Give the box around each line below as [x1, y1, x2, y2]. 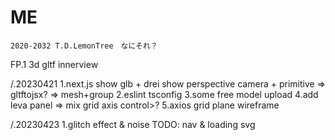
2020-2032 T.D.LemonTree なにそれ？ [10, 41, 158, 51]
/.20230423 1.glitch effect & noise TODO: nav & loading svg [10, 118, 256, 130]
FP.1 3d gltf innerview [10, 58, 99, 70]
